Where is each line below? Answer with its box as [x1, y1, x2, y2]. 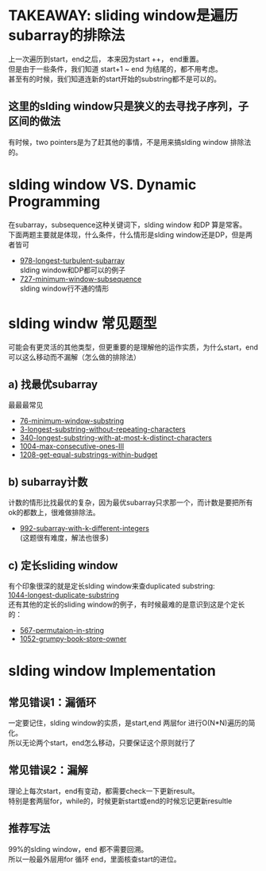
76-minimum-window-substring [19, 416, 125, 426]
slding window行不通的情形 [19, 283, 110, 293]
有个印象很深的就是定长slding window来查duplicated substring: [8, 581, 216, 591]
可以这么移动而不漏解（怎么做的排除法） [8, 352, 141, 361]
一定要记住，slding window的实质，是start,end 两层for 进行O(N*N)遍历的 [8, 718, 249, 728]
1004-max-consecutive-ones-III [19, 442, 125, 451]
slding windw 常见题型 [8, 314, 157, 332]
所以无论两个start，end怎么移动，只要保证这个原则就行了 [8, 738, 196, 748]
